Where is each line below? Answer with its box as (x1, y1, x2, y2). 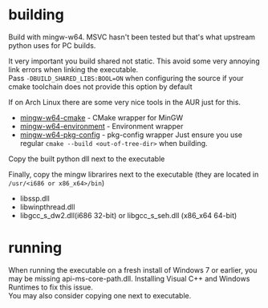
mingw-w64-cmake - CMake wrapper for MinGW (19, 112, 184, 122)
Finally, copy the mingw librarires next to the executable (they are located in (8, 169, 259, 179)
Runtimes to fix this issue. (8, 282, 94, 292)
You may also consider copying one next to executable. (8, 290, 192, 300)
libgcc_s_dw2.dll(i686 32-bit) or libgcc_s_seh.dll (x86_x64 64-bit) (19, 210, 238, 220)
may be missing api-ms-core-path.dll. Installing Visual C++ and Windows (8, 274, 250, 283)
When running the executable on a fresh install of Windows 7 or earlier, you (8, 265, 258, 274)
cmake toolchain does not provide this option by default (8, 82, 193, 91)
